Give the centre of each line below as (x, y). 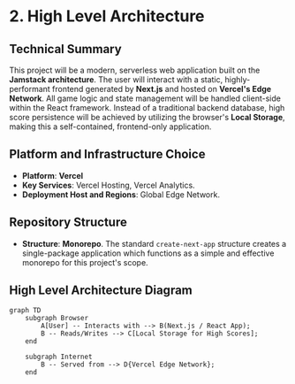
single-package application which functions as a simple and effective (148, 253)
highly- (238, 80)
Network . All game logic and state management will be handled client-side (145, 98)
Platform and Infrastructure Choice (107, 154)
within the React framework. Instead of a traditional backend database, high (147, 108)
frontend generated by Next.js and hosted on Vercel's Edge (162, 89)
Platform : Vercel (53, 175)
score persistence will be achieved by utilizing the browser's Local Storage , (147, 117)
